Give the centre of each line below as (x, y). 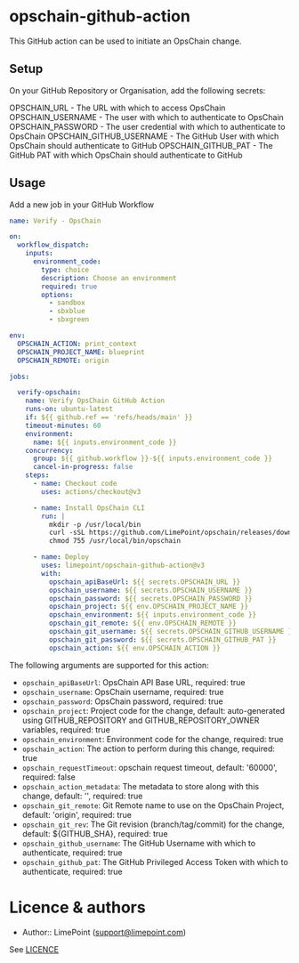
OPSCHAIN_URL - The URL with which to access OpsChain (117, 108)
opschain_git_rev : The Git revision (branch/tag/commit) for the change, (153, 824)
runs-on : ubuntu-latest (69, 409)
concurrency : (49, 450)
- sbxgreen (69, 320)
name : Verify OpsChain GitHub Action (95, 401)
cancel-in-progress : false (83, 467)
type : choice (65, 270)
